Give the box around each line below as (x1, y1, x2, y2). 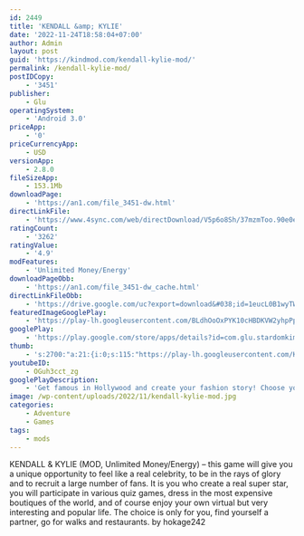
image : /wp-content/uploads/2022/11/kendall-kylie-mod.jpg (9, 392, 237, 401)
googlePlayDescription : (9, 375, 100, 385)
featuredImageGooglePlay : (9, 308, 107, 317)
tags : (9, 426, 30, 435)
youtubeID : (9, 359, 51, 368)
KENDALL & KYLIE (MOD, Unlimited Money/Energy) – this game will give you (9, 459, 294, 470)
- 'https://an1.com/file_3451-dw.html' (25, 198, 176, 208)
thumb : (9, 341, 34, 350)
